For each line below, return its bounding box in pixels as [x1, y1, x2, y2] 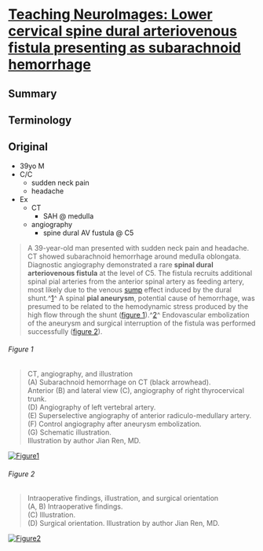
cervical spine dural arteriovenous [8, 22, 238, 40]
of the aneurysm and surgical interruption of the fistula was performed [27, 318, 256, 328]
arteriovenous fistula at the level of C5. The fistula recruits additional [27, 268, 253, 277]
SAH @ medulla [42, 211, 94, 221]
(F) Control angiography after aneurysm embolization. [27, 419, 202, 428]
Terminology [8, 113, 72, 127]
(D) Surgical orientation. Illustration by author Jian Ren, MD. [27, 519, 220, 528]
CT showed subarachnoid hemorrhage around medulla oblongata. [27, 252, 242, 261]
